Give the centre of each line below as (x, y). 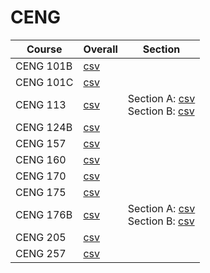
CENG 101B (44, 66)
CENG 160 (41, 159)
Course (44, 49)
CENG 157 (41, 143)
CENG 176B (44, 214)
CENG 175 (41, 192)
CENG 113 (41, 104)
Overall (100, 49)
